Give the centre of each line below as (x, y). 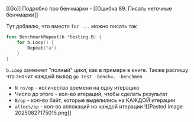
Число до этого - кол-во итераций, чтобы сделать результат (91, 94)
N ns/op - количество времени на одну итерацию (77, 88)
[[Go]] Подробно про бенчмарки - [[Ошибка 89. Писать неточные (89, 9)
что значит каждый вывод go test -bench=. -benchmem (74, 77)
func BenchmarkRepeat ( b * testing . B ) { (54, 37)
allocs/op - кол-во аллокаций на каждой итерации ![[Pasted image (99, 107)
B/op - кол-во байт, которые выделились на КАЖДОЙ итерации (95, 100)
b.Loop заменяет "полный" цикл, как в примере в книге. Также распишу (97, 70)
